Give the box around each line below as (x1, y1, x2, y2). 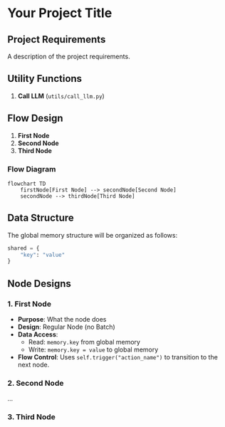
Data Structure (7, 212, 75, 224)
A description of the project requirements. (7, 52, 130, 60)
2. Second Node (7, 378, 64, 388)
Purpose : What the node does (17, 315, 107, 324)
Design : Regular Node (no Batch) (17, 322, 115, 332)
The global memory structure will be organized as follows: (7, 231, 178, 239)
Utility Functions (7, 73, 83, 85)
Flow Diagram (7, 164, 56, 174)
